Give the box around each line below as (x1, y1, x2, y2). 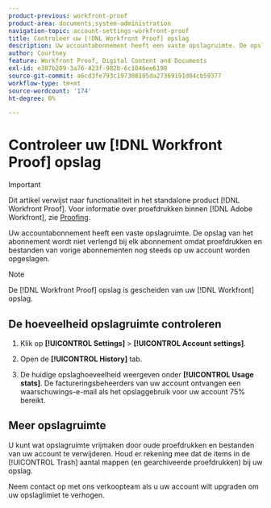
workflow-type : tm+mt (8, 79, 81, 87)
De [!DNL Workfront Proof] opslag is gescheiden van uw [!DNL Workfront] (8, 285, 255, 295)
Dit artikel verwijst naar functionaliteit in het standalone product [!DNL (8, 195, 240, 206)
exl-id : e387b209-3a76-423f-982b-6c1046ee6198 (8, 65, 168, 73)
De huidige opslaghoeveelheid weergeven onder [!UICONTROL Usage (19, 370, 254, 379)
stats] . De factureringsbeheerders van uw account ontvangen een (19, 378, 241, 388)
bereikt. (19, 396, 46, 405)
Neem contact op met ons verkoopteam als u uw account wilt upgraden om (8, 481, 260, 491)
